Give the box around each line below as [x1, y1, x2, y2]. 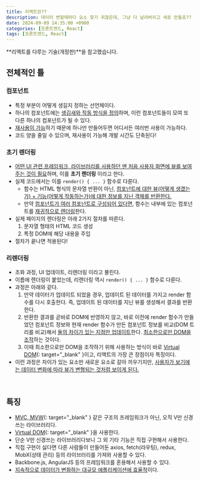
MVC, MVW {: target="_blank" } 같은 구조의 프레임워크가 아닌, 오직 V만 [14, 414, 182, 421]
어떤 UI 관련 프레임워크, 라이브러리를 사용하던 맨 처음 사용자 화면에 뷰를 [14, 163, 181, 170]
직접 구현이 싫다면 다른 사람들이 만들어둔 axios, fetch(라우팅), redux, [14, 444, 176, 451]
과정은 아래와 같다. [14, 284, 59, 291]
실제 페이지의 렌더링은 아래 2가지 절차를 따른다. [14, 215, 125, 222]
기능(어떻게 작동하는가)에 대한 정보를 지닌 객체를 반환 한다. [36, 193, 172, 200]
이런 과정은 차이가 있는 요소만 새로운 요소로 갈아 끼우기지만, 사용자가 [14, 359, 174, 366]
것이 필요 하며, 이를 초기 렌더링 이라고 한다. [26, 170, 125, 177]
